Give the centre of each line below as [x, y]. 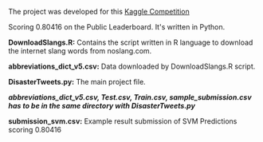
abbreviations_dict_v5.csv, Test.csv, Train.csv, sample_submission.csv [130, 97]
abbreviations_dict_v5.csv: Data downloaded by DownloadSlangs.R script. [132, 66]
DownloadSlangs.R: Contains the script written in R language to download [131, 42]
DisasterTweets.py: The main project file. [77, 82]
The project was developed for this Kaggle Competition [99, 12]
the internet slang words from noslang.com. [80, 51]
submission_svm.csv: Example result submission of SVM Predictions [123, 121]
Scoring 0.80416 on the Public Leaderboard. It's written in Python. [117, 27]
